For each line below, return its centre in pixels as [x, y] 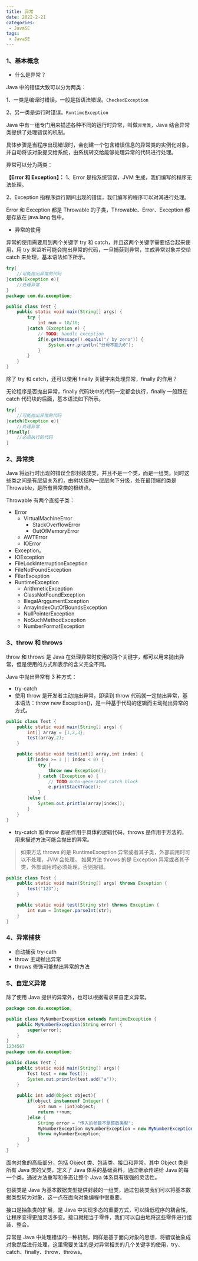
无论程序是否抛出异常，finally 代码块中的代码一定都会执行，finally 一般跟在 [97, 392]
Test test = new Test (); [58, 1073]
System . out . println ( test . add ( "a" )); [72, 1079]
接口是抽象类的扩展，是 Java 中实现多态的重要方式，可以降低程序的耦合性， [99, 1210]
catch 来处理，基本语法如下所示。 [47, 257]
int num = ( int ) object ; [67, 1107]
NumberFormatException [54, 626]
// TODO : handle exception [71, 334]
